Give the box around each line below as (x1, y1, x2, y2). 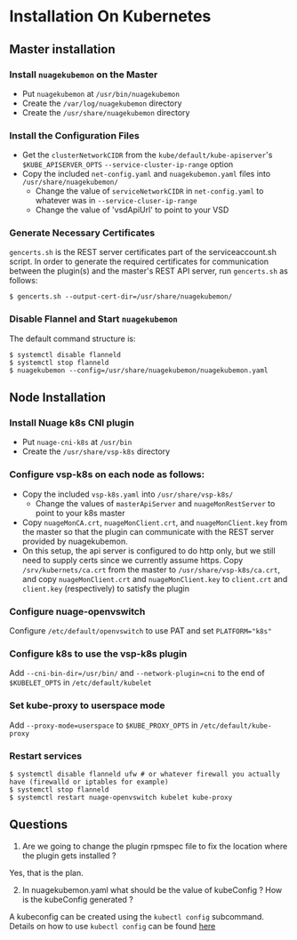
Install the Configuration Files (9, 129, 140, 141)
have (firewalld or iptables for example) (9, 777, 169, 786)
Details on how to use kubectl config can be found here (9, 920, 216, 931)
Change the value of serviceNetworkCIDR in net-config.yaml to (35, 186, 264, 196)
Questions (9, 817, 68, 832)
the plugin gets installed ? (21, 850, 116, 861)
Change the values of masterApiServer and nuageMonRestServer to (35, 498, 276, 508)
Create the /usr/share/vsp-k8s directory (21, 446, 171, 457)
